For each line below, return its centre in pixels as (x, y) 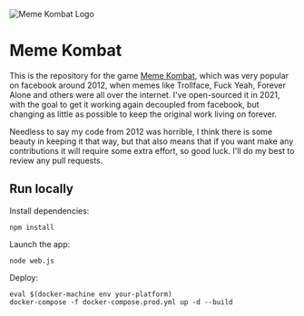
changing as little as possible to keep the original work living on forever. (143, 114)
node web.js (32, 261)
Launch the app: (40, 244)
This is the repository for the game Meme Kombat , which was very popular (149, 75)
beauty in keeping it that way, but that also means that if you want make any (152, 141)
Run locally (42, 189)
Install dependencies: (49, 211)
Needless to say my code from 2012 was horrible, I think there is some (141, 131)
